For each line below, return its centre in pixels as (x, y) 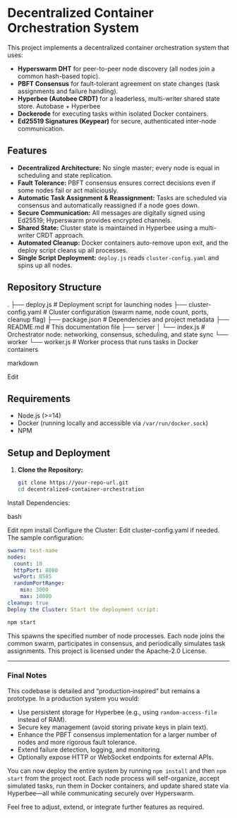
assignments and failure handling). (68, 91)
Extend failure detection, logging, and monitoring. (90, 750)
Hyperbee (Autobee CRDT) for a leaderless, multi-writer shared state (119, 98)
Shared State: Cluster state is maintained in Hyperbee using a (108, 228)
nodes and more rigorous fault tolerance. (77, 742)
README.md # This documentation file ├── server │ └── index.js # (107, 326)
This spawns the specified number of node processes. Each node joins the (116, 635)
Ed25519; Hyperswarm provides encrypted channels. (95, 220)
